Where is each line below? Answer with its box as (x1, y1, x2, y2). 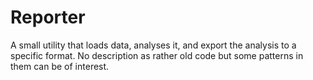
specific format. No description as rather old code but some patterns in (10, 49, 304, 61)
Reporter (10, 6, 86, 29)
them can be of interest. (10, 60, 110, 72)
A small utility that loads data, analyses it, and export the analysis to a (10, 39, 297, 51)
